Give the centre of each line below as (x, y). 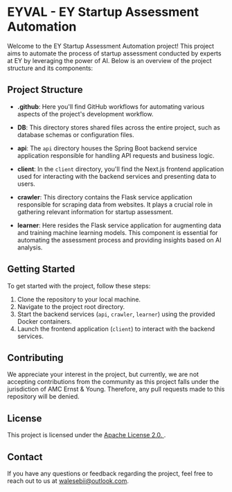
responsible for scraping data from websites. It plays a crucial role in (115, 204)
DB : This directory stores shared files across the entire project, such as (118, 127)
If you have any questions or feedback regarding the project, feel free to (110, 473)
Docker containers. (44, 321)
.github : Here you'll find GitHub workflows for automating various (111, 106)
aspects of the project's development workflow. (85, 114)
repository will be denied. (43, 396)
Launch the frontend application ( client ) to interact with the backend (116, 328)
